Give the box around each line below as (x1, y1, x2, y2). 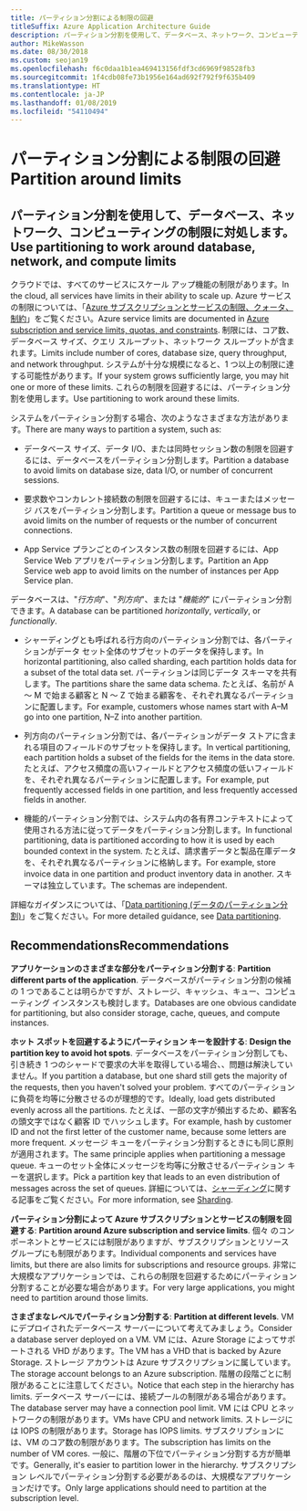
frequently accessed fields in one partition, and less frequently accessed (23, 784, 298, 795)
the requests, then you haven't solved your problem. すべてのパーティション (10, 1082, 295, 1093)
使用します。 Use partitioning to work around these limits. (26, 393, 240, 404)
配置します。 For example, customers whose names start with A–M (39, 701, 289, 712)
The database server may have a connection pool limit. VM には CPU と (10, 1402, 279, 1413)
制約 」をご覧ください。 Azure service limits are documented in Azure (10, 313, 270, 324)
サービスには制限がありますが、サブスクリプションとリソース (57, 1236, 290, 1247)
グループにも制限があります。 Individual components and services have (10, 1248, 277, 1259)
